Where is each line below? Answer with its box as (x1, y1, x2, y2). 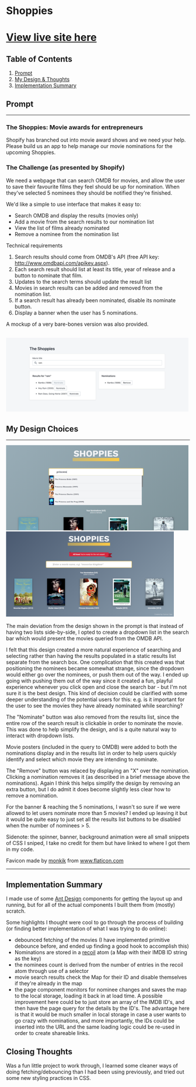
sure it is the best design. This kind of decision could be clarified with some (6, 690, 188, 697)
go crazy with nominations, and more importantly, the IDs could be (14, 1017, 175, 1024)
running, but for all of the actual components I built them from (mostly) (6, 902, 176, 909)
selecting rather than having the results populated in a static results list (6, 653, 176, 660)
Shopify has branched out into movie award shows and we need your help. (6, 136, 186, 144)
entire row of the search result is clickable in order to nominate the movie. (6, 720, 184, 727)
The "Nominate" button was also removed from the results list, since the (6, 713, 180, 720)
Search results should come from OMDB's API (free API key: (14, 253, 159, 260)
